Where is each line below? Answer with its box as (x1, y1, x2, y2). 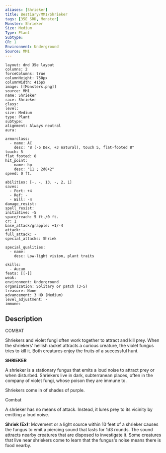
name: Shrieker (5, 93, 37, 98)
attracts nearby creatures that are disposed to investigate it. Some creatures (5, 432, 162, 438)
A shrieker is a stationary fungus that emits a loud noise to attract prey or (5, 367, 155, 373)
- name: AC (9, 140, 32, 145)
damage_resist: (5, 201, 37, 206)
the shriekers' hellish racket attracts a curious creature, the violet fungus (5, 343, 154, 349)
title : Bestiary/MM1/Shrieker (5, 12, 68, 17)
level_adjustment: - (5, 297, 48, 302)
